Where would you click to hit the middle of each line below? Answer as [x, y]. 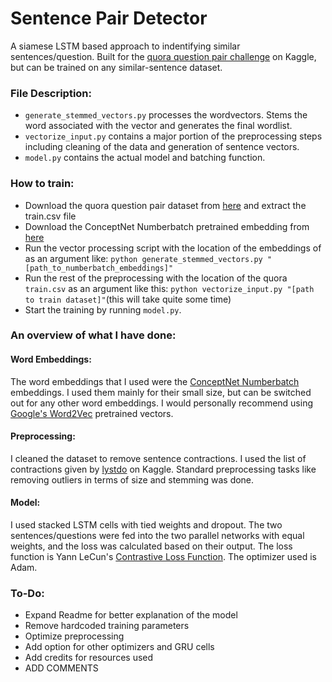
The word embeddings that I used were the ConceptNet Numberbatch [155, 381]
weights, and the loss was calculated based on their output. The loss [151, 546]
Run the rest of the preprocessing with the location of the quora [156, 278]
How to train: [42, 184]
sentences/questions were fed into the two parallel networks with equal [157, 536]
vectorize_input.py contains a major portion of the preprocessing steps [173, 136]
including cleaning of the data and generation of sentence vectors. [162, 147]
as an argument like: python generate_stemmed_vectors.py [143, 258]
